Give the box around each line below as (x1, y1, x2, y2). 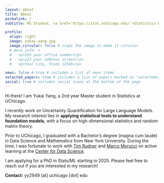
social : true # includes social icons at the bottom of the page (5, 79, 141, 85)
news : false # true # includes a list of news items (5, 70, 115, 75)
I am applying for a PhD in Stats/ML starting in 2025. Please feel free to (5, 158, 148, 163)
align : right (9, 34, 36, 39)
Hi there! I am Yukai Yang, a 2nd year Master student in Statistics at (5, 92, 141, 98)
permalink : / (5, 16, 32, 21)
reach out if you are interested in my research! (5, 162, 98, 169)
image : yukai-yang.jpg (9, 39, 56, 44)
